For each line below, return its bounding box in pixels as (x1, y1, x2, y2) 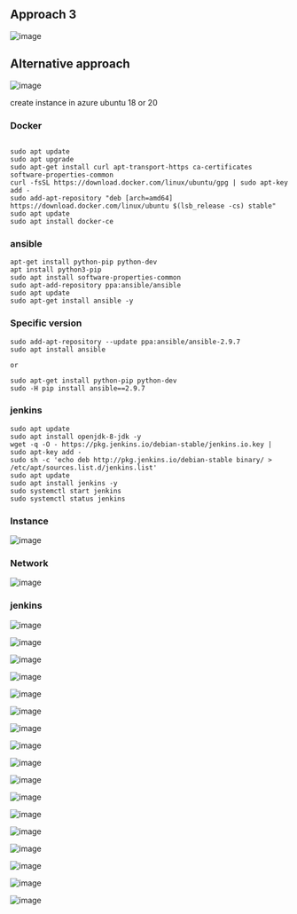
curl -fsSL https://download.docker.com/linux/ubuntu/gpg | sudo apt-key (10, 177, 289, 187)
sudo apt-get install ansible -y (10, 296, 134, 305)
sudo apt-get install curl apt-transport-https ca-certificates (10, 162, 253, 171)
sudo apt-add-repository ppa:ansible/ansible (10, 281, 181, 290)
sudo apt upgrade (10, 154, 74, 163)
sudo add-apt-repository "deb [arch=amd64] (10, 193, 174, 202)
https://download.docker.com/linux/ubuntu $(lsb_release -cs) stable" (10, 201, 277, 210)
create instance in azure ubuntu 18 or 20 (10, 97, 158, 107)
